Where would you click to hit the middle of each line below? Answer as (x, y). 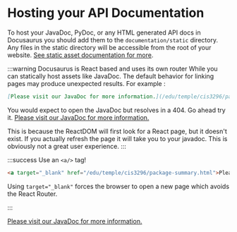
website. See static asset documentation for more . (80, 55)
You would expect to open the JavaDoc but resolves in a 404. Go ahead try (116, 110)
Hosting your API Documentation (106, 13)
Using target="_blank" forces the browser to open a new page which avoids (119, 186)
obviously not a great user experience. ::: (67, 146)
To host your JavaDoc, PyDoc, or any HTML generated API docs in (104, 32)
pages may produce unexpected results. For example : (86, 83)
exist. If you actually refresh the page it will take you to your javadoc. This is (117, 138)
